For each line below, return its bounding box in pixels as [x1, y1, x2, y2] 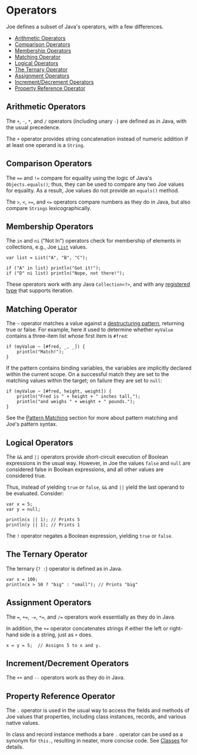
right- [169, 625, 183, 632]
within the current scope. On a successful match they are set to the [6, 371, 169, 378]
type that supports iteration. [6, 287, 74, 294]
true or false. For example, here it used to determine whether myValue [6, 326, 173, 334]
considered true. [6, 472, 46, 479]
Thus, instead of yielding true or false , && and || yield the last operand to [6, 483, 185, 491]
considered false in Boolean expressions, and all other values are [6, 466, 164, 473]
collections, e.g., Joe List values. [6, 243, 88, 251]
